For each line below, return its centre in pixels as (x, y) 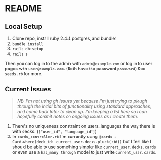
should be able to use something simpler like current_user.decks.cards (84, 147)
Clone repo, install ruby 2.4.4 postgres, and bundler (64, 38)
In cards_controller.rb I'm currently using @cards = (64, 136)
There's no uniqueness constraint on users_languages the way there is (83, 126)
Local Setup (24, 27)
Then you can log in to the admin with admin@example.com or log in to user (79, 63)
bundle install (28, 44)
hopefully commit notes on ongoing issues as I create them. (77, 116)
